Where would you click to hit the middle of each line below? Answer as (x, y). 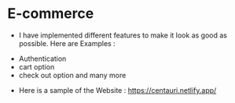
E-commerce (51, 14)
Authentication (42, 59)
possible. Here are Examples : (67, 43)
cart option (37, 66)
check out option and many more (72, 75)
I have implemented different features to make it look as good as (123, 35)
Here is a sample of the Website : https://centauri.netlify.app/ (117, 90)
